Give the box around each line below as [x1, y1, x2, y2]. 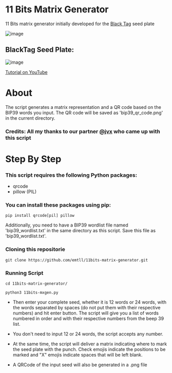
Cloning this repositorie [5, 246, 65, 253]
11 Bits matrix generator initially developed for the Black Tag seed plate [5, 21, 155, 27]
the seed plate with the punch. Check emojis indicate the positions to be [12, 346, 166, 352]
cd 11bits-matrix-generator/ [5, 281, 68, 286]
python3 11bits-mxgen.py [5, 290, 59, 295]
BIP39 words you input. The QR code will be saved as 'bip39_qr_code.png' [5, 109, 163, 116]
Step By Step [5, 153, 62, 165]
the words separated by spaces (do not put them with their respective [12, 304, 161, 310]
